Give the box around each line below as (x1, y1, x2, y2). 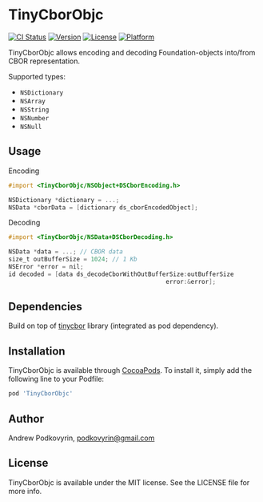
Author (8, 411, 44, 426)
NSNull (19, 123, 42, 131)
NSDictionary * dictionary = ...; (8, 196, 120, 204)
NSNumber (19, 114, 50, 122)
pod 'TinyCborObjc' (8, 390, 74, 398)
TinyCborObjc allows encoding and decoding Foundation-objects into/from (8, 47, 256, 57)
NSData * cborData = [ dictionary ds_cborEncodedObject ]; (8, 203, 198, 212)
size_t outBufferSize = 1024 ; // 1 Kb (8, 255, 137, 264)
